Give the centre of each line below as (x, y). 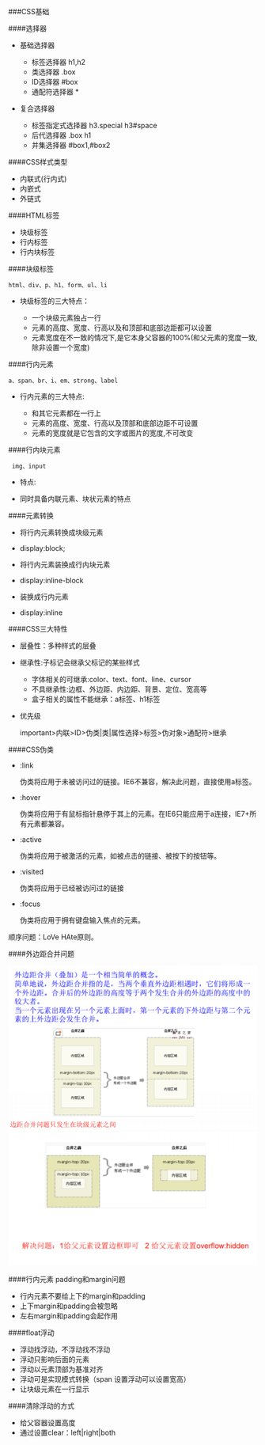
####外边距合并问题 (42, 954)
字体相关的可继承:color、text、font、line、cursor (111, 679)
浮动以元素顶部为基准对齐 (61, 1369)
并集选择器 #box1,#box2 (71, 145)
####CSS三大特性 (38, 629)
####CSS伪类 (31, 749)
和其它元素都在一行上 (66, 413)
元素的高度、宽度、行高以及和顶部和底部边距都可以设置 (121, 328)
